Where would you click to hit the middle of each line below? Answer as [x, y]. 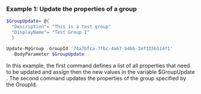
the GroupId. [22, 84]
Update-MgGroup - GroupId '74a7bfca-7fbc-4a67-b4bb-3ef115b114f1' [89, 48]
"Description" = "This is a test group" [61, 27]
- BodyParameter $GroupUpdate [48, 54]
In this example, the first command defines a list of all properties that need [98, 65]
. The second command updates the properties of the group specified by [96, 78]
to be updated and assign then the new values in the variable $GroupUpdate [100, 72]
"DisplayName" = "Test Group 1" [51, 32]
